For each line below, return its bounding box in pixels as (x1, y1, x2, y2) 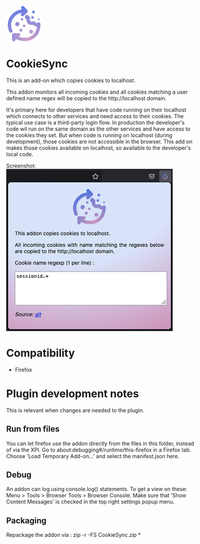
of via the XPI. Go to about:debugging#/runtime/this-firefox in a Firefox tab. (6, 446, 192, 453)
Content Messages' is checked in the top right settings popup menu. (6, 498, 175, 505)
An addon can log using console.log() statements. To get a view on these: (6, 486, 187, 493)
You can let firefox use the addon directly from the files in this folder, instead (6, 440, 195, 447)
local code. (6, 150, 34, 157)
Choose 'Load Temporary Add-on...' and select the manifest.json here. (6, 452, 180, 459)
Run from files (6, 424, 60, 434)
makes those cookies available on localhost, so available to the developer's (6, 144, 191, 152)
